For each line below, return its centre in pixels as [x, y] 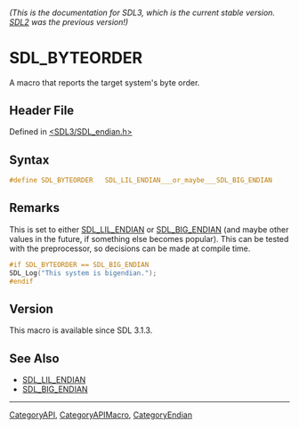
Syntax [29, 160]
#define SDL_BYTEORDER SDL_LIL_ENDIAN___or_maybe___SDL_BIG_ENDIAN [141, 181]
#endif [21, 281]
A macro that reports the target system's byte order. [105, 82]
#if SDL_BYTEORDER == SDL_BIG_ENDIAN [79, 264]
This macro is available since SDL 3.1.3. [81, 330]
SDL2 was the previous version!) [69, 21]
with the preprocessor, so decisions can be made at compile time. [130, 248]
